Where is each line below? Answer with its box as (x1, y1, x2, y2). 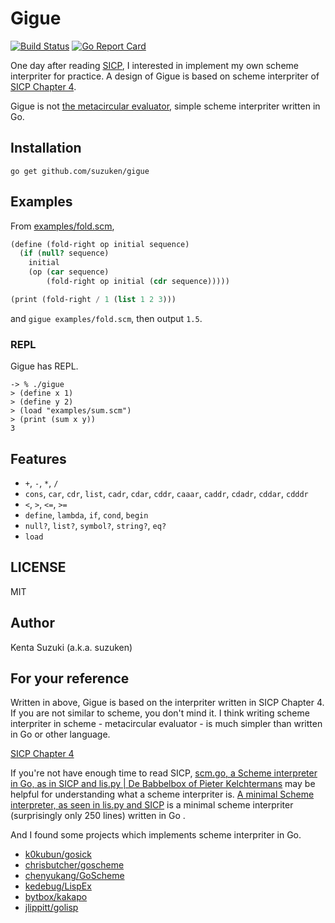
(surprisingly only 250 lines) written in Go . (10, 810, 186, 822)
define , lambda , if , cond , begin (24, 508, 149, 521)
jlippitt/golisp (24, 902, 79, 914)
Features (10, 450, 67, 467)
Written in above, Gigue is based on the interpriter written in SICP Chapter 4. (10, 697, 325, 709)
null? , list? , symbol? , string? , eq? (24, 519, 167, 531)
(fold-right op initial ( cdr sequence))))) (46, 277, 230, 287)
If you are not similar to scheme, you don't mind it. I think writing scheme (10, 707, 310, 719)
